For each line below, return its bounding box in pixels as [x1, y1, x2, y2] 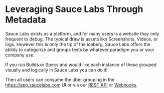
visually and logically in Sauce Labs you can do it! [5, 66, 108, 73]
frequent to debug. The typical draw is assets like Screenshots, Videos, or [5, 36, 158, 42]
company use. [5, 51, 35, 58]
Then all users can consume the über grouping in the [5, 76, 115, 82]
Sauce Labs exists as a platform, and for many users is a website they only [5, 30, 159, 36]
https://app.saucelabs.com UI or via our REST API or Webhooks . [5, 81, 138, 88]
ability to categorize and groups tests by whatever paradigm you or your [5, 46, 154, 52]
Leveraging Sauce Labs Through [5, 3, 143, 15]
